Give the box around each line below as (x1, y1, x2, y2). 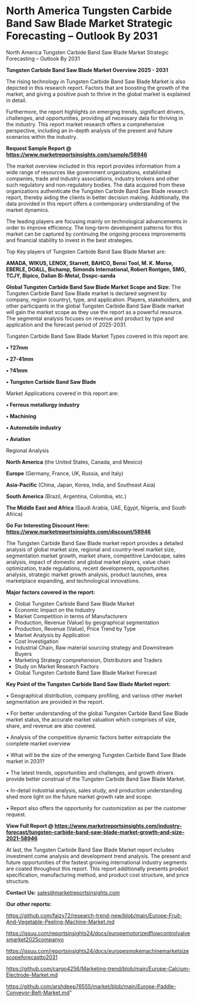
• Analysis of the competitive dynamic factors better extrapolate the (6, 733, 171, 740)
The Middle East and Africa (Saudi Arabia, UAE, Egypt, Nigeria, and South (6, 504, 186, 511)
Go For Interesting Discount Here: (6, 521, 90, 529)
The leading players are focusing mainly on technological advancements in (6, 217, 188, 225)
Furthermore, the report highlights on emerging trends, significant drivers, (6, 108, 185, 115)
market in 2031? (6, 758, 45, 765)
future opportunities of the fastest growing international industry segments (6, 859, 187, 866)
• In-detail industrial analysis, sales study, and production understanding (6, 786, 182, 794)
